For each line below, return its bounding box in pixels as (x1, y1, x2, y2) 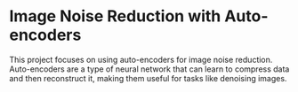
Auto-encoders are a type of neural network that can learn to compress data (9, 64, 290, 74)
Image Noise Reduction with (9, 6, 221, 27)
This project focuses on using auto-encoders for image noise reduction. (9, 54, 273, 65)
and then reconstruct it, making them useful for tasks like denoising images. (9, 73, 287, 83)
